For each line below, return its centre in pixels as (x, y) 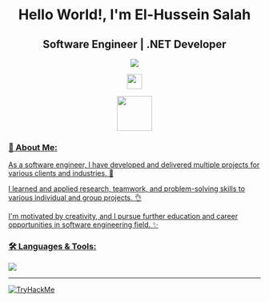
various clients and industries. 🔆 (61, 173)
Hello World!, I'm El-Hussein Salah (134, 15)
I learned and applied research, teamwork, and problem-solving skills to (127, 189)
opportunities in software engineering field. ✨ (83, 225)
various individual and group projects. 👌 (75, 198)
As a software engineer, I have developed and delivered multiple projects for (134, 165)
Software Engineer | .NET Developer (134, 44)
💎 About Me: (33, 147)
